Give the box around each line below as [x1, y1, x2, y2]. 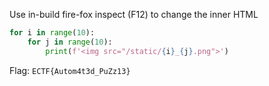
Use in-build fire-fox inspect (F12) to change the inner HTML [9, 9, 259, 20]
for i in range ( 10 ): [9, 28, 96, 38]
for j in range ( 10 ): [27, 37, 113, 47]
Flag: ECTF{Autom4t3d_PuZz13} [9, 64, 131, 76]
